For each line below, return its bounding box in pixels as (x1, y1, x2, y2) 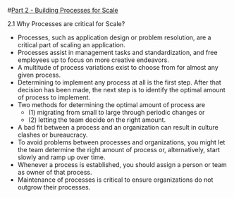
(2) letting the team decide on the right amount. (27, 116, 166, 124)
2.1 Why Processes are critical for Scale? (7, 20, 125, 27)
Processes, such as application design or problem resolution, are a (17, 33, 211, 42)
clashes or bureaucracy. (17, 130, 88, 139)
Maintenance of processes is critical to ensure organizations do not (17, 175, 214, 184)
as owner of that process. (17, 168, 92, 176)
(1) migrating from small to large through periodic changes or (27, 109, 205, 116)
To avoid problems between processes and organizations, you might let (17, 138, 226, 147)
